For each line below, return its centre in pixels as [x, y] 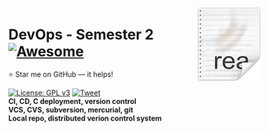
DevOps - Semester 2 [81, 35]
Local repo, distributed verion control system [85, 118]
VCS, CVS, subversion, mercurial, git [71, 109]
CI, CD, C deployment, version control [72, 101]
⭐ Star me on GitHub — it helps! [61, 74]
